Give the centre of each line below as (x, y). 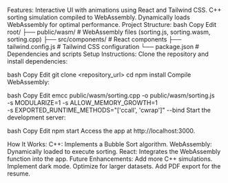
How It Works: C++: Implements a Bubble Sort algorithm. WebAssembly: (110, 144)
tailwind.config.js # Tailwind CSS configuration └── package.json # (103, 47)
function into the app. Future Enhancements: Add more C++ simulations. (110, 159)
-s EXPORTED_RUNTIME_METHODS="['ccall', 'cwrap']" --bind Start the (109, 110)
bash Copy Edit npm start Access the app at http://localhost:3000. (101, 131)
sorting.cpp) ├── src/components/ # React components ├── (94, 39)
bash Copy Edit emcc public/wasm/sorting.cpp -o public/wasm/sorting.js (111, 95)
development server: (37, 117)
